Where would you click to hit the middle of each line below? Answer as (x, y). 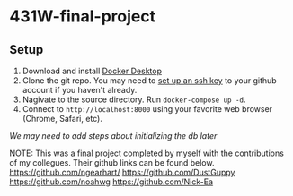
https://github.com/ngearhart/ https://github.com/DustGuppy (122, 172)
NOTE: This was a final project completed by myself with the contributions (147, 153)
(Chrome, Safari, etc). (62, 119)
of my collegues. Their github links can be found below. (112, 162)
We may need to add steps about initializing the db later (113, 136)
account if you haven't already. (80, 90)
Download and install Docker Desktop (92, 71)
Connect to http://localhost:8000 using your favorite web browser (147, 109)
